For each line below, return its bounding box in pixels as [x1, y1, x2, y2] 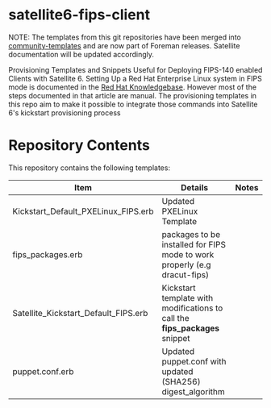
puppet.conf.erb [12, 365, 74, 377]
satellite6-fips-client [8, 6, 151, 24]
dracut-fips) [161, 269, 210, 280]
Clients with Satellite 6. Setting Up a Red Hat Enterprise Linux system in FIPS [8, 73, 262, 83]
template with [161, 292, 214, 303]
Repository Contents [8, 136, 151, 155]
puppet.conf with [161, 356, 227, 367]
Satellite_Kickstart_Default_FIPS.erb [12, 307, 148, 318]
